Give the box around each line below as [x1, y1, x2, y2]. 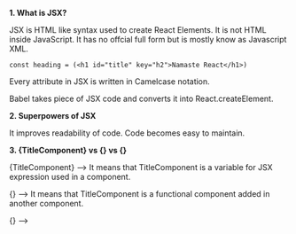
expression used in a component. [9, 172, 131, 182]
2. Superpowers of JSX [9, 111, 97, 121]
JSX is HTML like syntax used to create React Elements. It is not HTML [9, 25, 268, 35]
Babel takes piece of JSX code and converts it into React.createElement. [9, 93, 274, 104]
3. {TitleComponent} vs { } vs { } [9, 145, 127, 155]
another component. [9, 199, 84, 208]
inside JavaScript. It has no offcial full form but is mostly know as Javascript [9, 35, 287, 44]
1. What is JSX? [9, 8, 67, 18]
